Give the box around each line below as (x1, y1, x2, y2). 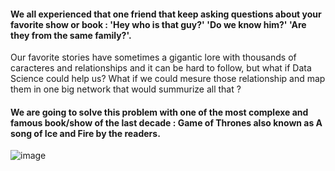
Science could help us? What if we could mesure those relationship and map (10, 73, 326, 85)
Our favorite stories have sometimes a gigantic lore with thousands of (10, 51, 297, 64)
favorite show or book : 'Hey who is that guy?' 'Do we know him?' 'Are (10, 18, 307, 30)
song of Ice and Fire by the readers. (10, 127, 161, 139)
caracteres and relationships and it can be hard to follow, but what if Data (10, 62, 312, 74)
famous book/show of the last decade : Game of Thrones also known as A (10, 116, 323, 129)
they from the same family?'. (10, 29, 132, 41)
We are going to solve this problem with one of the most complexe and (10, 106, 309, 118)
